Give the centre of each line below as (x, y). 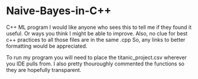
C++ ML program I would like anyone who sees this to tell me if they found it (99, 27)
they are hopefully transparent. (44, 70)
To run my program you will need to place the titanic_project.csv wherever (97, 57)
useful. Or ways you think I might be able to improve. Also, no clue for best (97, 33)
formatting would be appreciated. (47, 46)
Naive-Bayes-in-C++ (59, 11)
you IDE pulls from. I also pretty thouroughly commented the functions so (95, 64)
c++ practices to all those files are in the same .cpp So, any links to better (96, 39)
